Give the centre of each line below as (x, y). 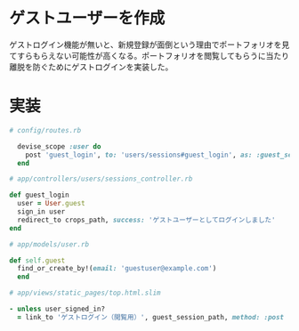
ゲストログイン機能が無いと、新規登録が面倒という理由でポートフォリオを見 (149, 44)
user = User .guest (52, 204)
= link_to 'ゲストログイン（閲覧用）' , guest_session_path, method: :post (151, 317)
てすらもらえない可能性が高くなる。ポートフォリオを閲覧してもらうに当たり (149, 55)
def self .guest (37, 260)
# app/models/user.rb (49, 244)
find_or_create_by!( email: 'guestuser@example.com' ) (117, 269)
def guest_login (39, 195)
